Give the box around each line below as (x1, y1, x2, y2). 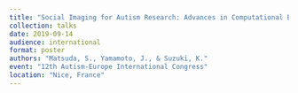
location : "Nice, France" (9, 71, 105, 80)
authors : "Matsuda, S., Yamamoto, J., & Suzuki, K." (9, 54, 208, 63)
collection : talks (9, 21, 77, 30)
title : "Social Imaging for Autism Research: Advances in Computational (9, 12, 284, 22)
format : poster (9, 46, 66, 55)
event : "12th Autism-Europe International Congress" (9, 63, 208, 72)
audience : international (9, 37, 101, 47)
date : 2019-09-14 (9, 29, 74, 38)
